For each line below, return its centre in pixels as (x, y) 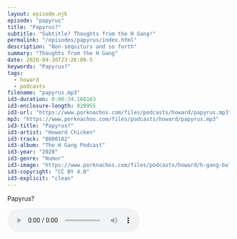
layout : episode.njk (38, 14)
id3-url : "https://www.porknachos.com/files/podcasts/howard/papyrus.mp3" (120, 112)
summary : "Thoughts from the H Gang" (63, 54)
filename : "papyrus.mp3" (44, 93)
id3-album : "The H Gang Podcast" (56, 146)
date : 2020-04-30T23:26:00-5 (50, 60)
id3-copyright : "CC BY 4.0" (49, 171)
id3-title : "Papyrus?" (41, 126)
